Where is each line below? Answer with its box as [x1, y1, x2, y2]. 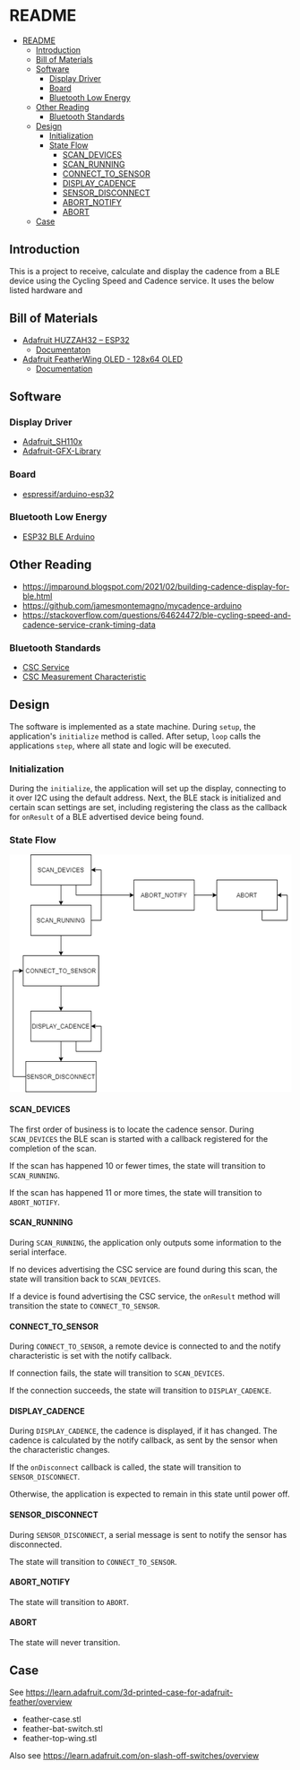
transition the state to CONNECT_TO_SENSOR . [9, 1300, 161, 1311]
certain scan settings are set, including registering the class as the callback [9, 802, 287, 813]
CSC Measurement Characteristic [21, 671, 147, 682]
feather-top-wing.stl [21, 1732, 97, 1743]
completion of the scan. [9, 1143, 97, 1153]
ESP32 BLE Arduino [21, 531, 96, 542]
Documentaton [35, 344, 91, 355]
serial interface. [9, 1247, 67, 1257]
